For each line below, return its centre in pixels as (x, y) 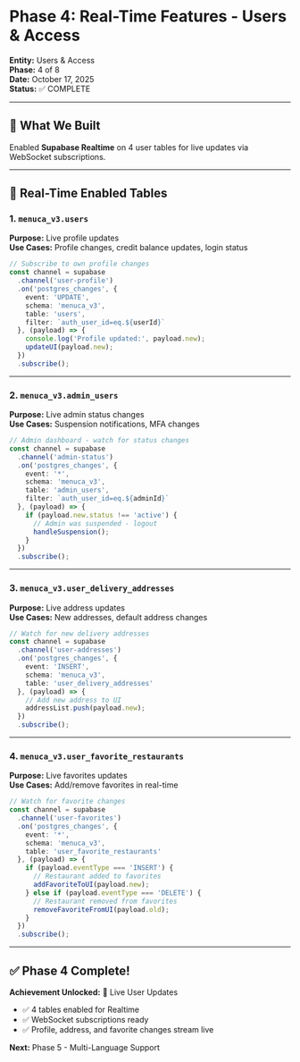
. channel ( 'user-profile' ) (66, 281)
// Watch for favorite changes (67, 802)
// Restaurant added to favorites (97, 877)
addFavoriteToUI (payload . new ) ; (91, 885)
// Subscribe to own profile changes (79, 264)
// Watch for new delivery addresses (79, 633)
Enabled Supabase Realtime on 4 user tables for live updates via (129, 147)
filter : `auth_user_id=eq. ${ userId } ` (96, 322)
